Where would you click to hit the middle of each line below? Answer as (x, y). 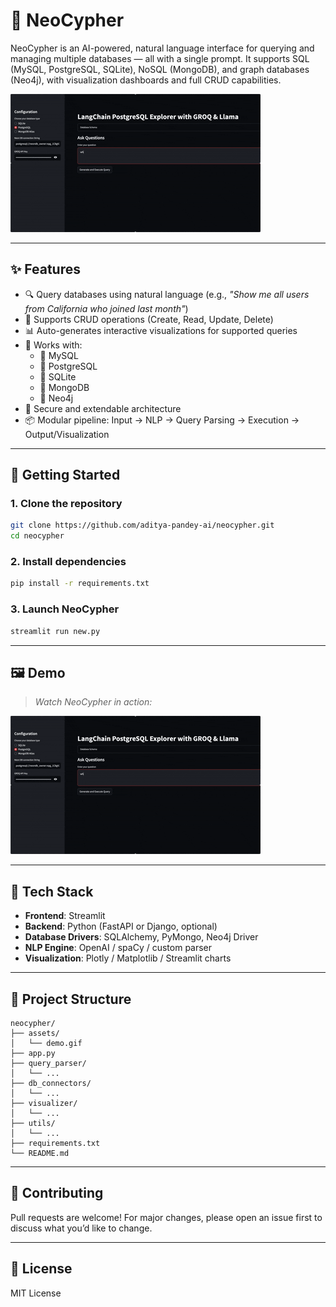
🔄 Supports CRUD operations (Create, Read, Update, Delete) (149, 319)
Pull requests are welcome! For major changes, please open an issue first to (166, 1217)
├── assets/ (35, 1033)
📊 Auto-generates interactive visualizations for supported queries (161, 330)
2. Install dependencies (68, 562)
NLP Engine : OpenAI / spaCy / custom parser (118, 948)
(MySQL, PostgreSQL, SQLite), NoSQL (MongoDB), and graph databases (160, 69)
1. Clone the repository (66, 504)
